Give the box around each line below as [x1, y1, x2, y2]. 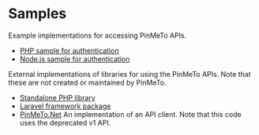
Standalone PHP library [19, 93, 96, 102]
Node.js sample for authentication [19, 54, 130, 64]
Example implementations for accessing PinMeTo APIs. [8, 31, 187, 40]
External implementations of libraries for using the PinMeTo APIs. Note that [8, 69, 251, 78]
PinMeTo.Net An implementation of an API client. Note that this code [19, 109, 242, 119]
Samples [8, 5, 67, 23]
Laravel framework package [19, 101, 111, 111]
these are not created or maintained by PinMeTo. [8, 78, 167, 87]
